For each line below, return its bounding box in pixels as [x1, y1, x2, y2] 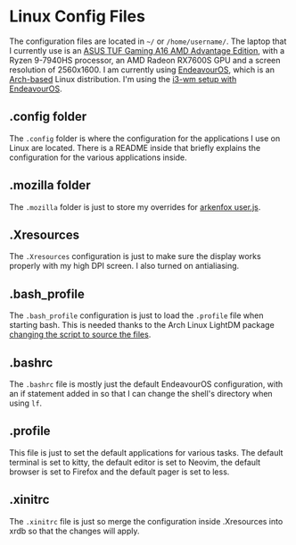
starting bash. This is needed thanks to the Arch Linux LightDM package [9, 320, 275, 331]
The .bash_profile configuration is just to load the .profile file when [9, 310, 265, 321]
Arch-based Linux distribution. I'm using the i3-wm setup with [9, 73, 237, 84]
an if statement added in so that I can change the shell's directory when [9, 389, 274, 398]
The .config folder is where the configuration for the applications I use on [9, 132, 281, 144]
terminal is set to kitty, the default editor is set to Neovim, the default [9, 457, 261, 467]
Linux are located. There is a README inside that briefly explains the [9, 142, 261, 153]
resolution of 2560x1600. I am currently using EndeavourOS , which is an [9, 64, 275, 75]
